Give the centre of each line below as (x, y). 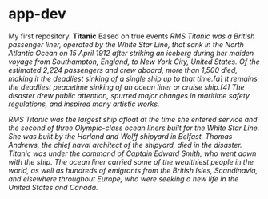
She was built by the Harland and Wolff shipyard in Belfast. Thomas (120, 136)
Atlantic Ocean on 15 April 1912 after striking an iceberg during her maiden (131, 53)
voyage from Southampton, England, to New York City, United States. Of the (134, 62)
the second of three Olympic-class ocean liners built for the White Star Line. (134, 128)
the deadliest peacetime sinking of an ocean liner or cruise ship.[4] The (127, 87)
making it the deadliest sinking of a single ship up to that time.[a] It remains (133, 78)
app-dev (37, 14)
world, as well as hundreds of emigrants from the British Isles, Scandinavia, (133, 170)
